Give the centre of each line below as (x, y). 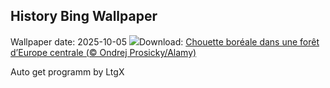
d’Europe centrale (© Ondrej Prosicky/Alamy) (103, 52)
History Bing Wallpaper (84, 16)
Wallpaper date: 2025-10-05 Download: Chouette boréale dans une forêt (165, 41)
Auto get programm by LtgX (67, 71)
